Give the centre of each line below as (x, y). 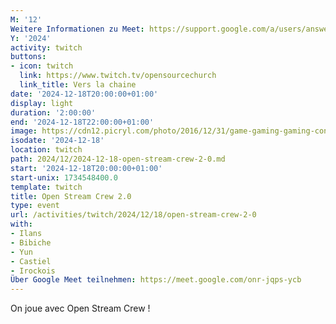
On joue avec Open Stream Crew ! (80, 308)
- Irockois (33, 271)
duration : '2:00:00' (53, 112)
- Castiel (31, 261)
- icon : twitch (42, 66)
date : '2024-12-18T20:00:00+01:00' (84, 94)
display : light (42, 103)
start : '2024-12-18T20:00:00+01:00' (86, 168)
